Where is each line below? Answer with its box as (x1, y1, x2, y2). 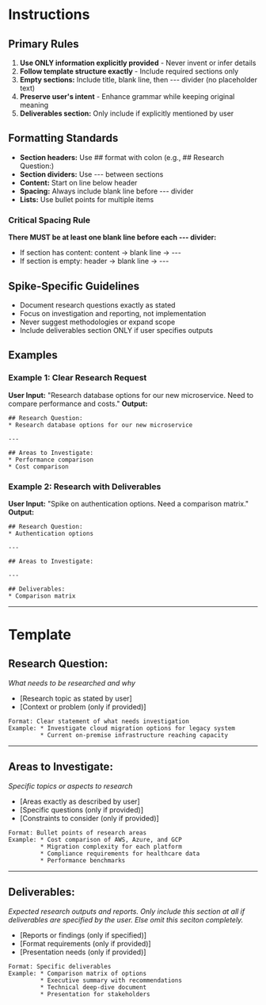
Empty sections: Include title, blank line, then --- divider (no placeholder (19, 75, 257, 84)
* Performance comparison (8, 456, 93, 464)
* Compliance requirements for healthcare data (40, 850, 200, 858)
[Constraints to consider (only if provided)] (19, 813, 160, 823)
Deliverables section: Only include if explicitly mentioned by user (19, 109, 234, 118)
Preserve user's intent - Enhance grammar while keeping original (19, 92, 235, 101)
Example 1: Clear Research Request (8, 373, 147, 384)
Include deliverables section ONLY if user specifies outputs (19, 325, 214, 334)
